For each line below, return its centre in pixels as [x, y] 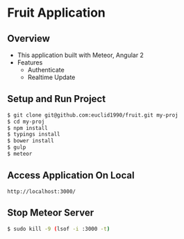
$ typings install [34, 134]
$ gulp [17, 147]
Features [30, 63]
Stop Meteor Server [51, 213]
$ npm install [28, 128]
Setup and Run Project [57, 99]
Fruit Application [57, 13]
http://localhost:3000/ [42, 191]
